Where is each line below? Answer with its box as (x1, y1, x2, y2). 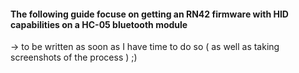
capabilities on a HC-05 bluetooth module (10, 18, 188, 30)
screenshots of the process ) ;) (10, 51, 138, 64)
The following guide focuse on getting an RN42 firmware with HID (10, 8, 289, 20)
